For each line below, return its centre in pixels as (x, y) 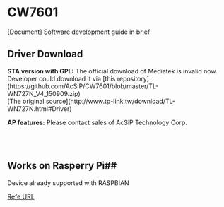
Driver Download (45, 54)
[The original (26, 101)
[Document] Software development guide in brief (79, 32)
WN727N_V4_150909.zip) (44, 93)
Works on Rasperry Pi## (62, 166)
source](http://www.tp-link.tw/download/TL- (110, 101)
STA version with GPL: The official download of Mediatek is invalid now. (112, 71)
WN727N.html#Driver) (40, 108)
